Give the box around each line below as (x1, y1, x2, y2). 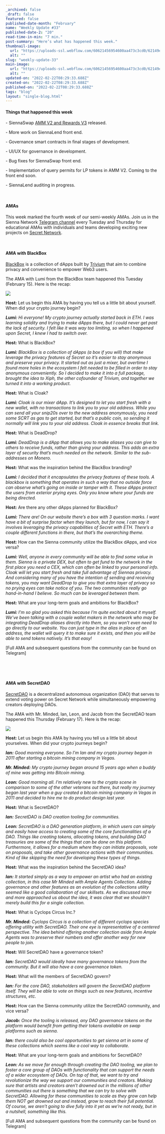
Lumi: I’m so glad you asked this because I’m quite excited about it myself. (5, 609, 157, 615)
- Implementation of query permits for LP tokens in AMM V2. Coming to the (5, 167, 157, 173)
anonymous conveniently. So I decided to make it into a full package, (5, 370, 145, 376)
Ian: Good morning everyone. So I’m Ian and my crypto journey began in (5, 750, 152, 756)
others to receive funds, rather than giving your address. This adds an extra (5, 445, 160, 450)
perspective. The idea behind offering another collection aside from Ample (5, 929, 157, 935)
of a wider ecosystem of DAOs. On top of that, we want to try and (5, 1072, 139, 1078)
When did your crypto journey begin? (5, 305, 81, 311)
